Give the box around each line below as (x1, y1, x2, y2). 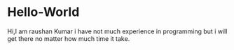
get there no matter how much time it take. (7, 34, 130, 42)
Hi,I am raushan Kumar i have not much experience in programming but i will (7, 27, 228, 35)
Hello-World (7, 4, 80, 20)
